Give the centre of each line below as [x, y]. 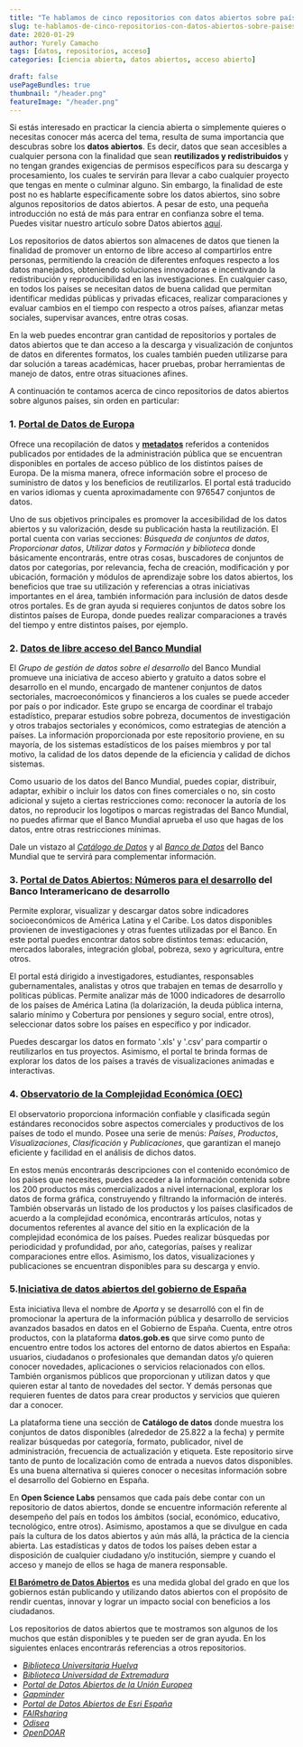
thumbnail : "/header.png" [58, 93]
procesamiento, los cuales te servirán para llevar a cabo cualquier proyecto [149, 175]
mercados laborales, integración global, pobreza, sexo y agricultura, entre [147, 949]
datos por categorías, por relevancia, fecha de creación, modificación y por [150, 567]
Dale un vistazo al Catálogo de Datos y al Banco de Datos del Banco [137, 847]
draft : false [34, 77]
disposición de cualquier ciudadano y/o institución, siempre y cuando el [142, 1554]
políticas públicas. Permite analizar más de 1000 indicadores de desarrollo [147, 996]
